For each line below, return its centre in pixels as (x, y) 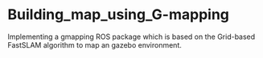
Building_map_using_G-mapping (119, 15)
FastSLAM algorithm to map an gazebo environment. (95, 44)
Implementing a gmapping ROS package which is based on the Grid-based (131, 37)
